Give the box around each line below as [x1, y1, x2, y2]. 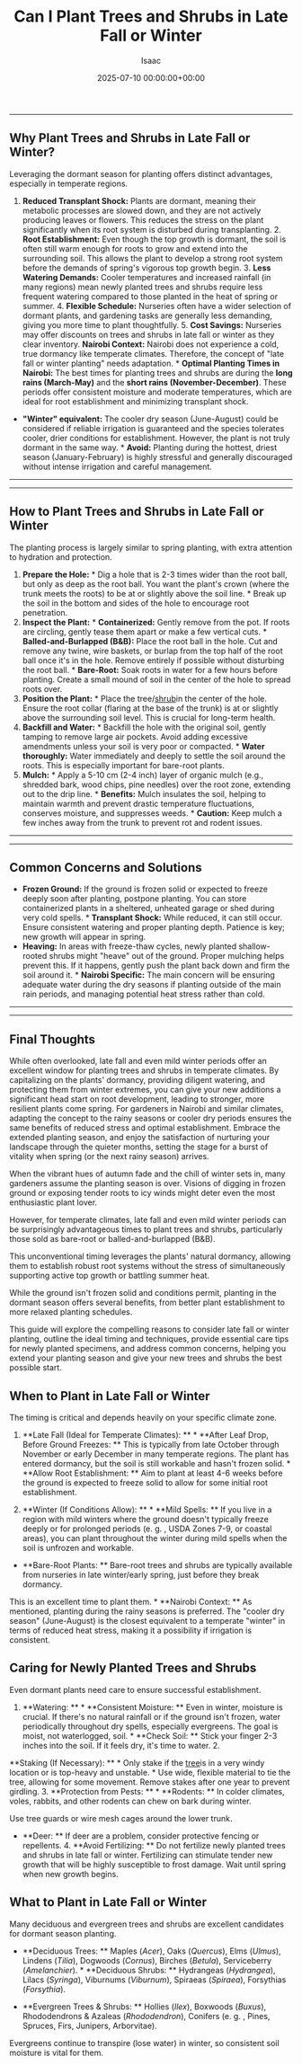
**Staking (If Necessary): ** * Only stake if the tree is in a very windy [9, 1757, 265, 1768]
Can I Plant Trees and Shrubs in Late [13, 6, 289, 27]
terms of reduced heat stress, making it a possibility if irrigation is [9, 1625, 253, 1635]
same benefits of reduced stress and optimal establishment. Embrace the [9, 1122, 281, 1133]
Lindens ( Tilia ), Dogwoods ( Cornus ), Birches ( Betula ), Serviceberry [22, 1954, 272, 1965]
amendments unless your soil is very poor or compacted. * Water [22, 740, 265, 751]
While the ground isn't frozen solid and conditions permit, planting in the [9, 1288, 277, 1298]
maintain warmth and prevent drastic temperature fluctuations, [22, 798, 254, 809]
